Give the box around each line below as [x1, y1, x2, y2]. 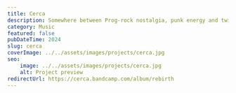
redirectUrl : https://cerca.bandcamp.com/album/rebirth [7, 75, 174, 83]
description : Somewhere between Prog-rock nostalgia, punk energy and [7, 17, 218, 24]
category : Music [7, 23, 55, 30]
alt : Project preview [20, 69, 83, 76]
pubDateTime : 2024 [7, 36, 61, 43]
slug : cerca [7, 43, 42, 50]
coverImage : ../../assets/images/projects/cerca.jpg [7, 50, 165, 57]
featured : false [7, 29, 55, 37]
